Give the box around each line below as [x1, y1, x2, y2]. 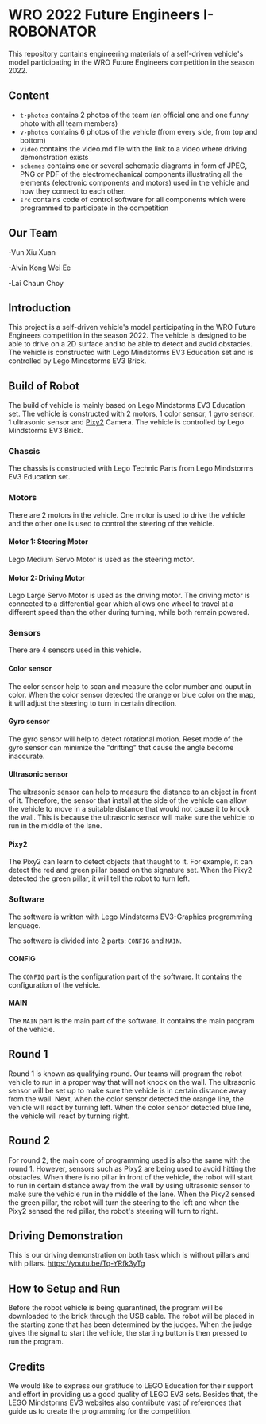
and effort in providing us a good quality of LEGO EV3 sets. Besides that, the [8, 1390, 258, 1399]
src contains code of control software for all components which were [19, 194, 246, 204]
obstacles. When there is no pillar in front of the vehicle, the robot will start [8, 1172, 253, 1182]
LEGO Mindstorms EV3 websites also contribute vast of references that [8, 1398, 241, 1407]
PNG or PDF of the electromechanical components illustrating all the [19, 169, 244, 178]
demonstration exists [19, 152, 89, 162]
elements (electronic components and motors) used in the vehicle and [19, 178, 249, 187]
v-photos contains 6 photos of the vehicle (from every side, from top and [19, 127, 258, 136]
